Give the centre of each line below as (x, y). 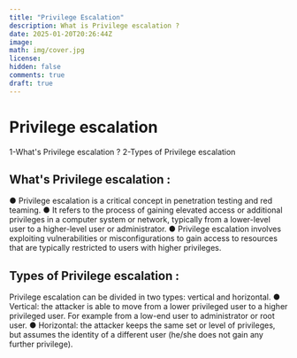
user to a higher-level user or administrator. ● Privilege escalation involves (145, 229)
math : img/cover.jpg (47, 51)
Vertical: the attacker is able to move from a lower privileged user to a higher (148, 307)
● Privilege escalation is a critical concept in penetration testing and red (141, 201)
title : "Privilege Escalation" (67, 17)
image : (21, 42)
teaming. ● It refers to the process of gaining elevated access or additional (146, 210)
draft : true (31, 83)
